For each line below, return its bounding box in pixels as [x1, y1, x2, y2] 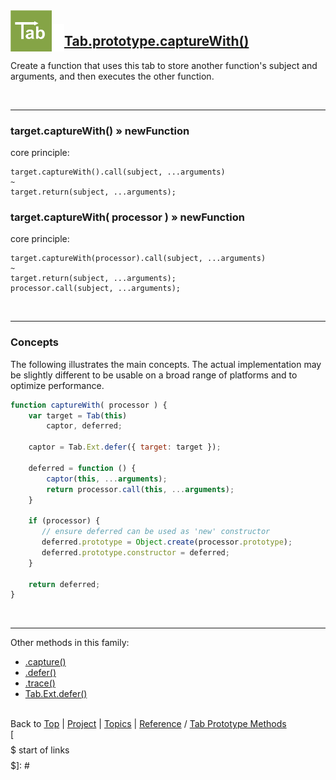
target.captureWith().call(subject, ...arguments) [10, 167, 226, 178]
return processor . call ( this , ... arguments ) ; [46, 484, 235, 494]
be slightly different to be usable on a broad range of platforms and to [10, 369, 298, 381]
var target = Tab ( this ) [28, 410, 128, 421]
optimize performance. [10, 379, 105, 391]
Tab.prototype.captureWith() [64, 33, 250, 50]
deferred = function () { [28, 463, 137, 473]
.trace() [24, 677, 56, 689]
